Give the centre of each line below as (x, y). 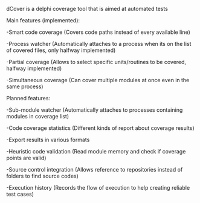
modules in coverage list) (38, 116)
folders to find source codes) (42, 176)
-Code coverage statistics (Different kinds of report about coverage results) (100, 128)
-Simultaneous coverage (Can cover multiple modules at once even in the (98, 80)
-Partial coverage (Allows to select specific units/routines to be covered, (96, 62)
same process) (25, 86)
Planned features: (28, 98)
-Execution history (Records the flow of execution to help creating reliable (98, 188)
